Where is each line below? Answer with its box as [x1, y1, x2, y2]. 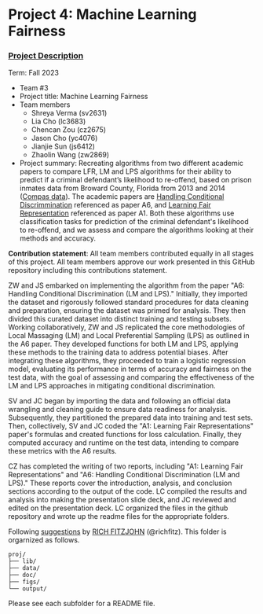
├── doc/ [8, 572, 37, 579]
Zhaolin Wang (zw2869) [31, 150, 110, 160]
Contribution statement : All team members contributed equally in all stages [8, 249, 254, 259]
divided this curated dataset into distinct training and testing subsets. [8, 314, 232, 324]
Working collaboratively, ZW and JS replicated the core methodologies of [8, 322, 246, 332]
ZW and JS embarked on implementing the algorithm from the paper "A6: [8, 281, 245, 290]
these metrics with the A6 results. [8, 447, 117, 456]
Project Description [8, 50, 84, 61]
